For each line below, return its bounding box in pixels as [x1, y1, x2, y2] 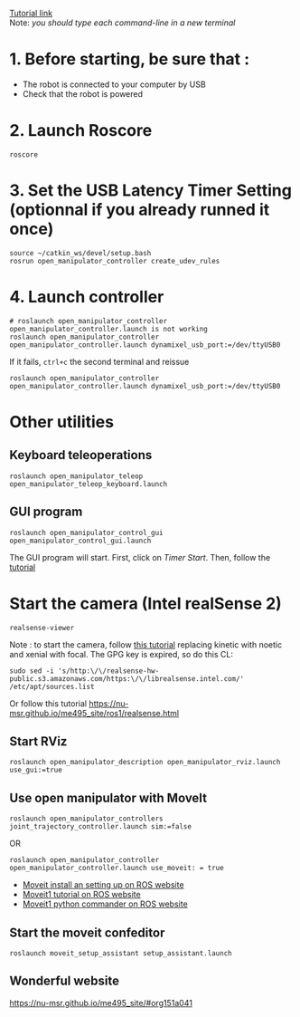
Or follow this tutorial [9, 697, 88, 709]
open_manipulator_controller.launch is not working [9, 324, 208, 333]
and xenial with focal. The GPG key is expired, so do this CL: [9, 648, 233, 659]
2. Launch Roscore [9, 120, 153, 141]
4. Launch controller [9, 287, 164, 307]
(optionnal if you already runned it [9, 199, 270, 220]
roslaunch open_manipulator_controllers [9, 814, 164, 823]
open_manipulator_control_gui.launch [9, 536, 152, 545]
